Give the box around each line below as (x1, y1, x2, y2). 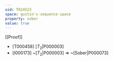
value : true (5, 20, 29, 26)
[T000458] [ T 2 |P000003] (12, 43, 64, 51)
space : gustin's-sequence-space (5, 12, 71, 17)
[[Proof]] (5, 34, 23, 40)
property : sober (5, 16, 38, 21)
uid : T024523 (5, 7, 32, 12)
